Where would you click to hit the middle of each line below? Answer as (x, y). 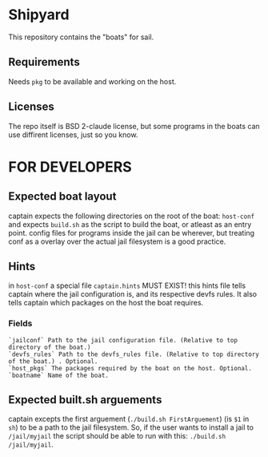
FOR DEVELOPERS (70, 167)
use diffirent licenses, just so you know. (73, 135)
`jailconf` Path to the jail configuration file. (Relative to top (123, 340)
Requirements (44, 62)
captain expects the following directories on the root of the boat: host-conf (131, 216)
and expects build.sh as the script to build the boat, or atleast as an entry (130, 224)
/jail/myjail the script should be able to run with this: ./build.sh (117, 436)
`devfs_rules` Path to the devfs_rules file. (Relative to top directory (134, 354)
